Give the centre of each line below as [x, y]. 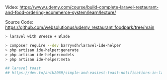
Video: [12, 7]
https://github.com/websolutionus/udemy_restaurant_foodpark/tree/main [80, 27]
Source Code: [19, 22]
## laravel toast [23, 68]
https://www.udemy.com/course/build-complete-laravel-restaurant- [89, 7]
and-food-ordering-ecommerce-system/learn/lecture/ [61, 12]
